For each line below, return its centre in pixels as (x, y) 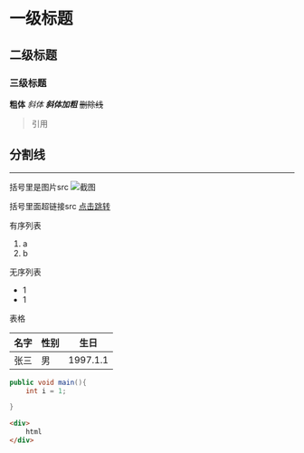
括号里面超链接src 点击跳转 (60, 206)
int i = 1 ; (46, 390)
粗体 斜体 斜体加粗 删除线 (57, 104)
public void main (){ (48, 382)
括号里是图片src (39, 187)
